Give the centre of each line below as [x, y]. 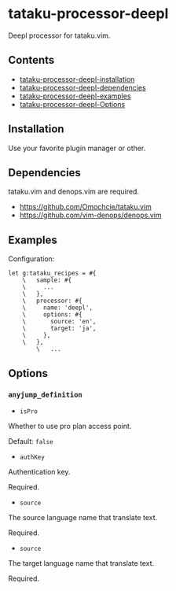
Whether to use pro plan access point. [70, 426]
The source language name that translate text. [83, 517]
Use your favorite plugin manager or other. [77, 148]
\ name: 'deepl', [57, 308]
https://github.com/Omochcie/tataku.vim [85, 207]
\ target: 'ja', [59, 329]
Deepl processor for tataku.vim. [59, 35]
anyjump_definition [45, 395]
